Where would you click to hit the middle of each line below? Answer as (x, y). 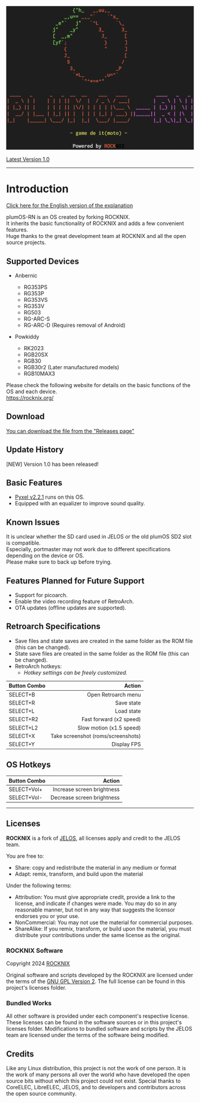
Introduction (37, 189)
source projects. (26, 242)
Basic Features (34, 483)
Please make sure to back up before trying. (59, 562)
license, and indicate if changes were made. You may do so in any (96, 903)
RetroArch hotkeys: (38, 666)
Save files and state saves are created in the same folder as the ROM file (104, 641)
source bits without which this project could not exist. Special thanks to (93, 1081)
